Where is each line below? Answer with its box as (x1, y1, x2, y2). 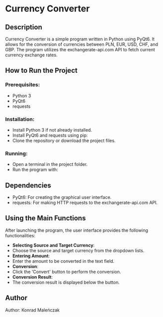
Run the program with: (12, 166, 58, 172)
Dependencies (5, 181, 51, 189)
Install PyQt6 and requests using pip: (12, 132, 88, 138)
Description (5, 23, 42, 31)
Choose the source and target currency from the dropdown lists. (12, 247, 145, 253)
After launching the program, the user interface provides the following (5, 227, 148, 233)
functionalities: (5, 232, 36, 238)
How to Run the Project (5, 66, 78, 75)
